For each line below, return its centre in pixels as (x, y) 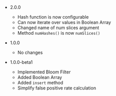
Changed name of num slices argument (58, 28)
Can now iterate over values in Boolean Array (64, 22)
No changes (30, 53)
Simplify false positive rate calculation (57, 88)
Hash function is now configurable (53, 17)
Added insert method (40, 83)
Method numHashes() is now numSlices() (59, 33)
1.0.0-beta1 (21, 62)
